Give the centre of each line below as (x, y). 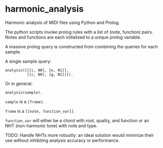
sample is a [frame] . (25, 102)
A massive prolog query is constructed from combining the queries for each (81, 46)
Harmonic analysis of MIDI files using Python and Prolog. (62, 22)
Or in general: (19, 84)
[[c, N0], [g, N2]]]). (50, 74)
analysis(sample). (24, 92)
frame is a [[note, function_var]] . (40, 111)
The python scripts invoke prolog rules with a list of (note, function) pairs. (79, 32)
